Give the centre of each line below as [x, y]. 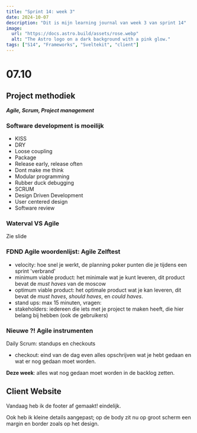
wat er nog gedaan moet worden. [55, 361]
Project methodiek [41, 96]
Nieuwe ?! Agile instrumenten [50, 330]
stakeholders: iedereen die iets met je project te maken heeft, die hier [99, 309]
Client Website [34, 392]
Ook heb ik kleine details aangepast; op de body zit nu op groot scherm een [98, 417]
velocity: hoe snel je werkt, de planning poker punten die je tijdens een [101, 264]
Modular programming [42, 176]
